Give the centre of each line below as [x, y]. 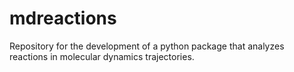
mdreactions [63, 18]
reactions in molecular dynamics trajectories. [102, 56]
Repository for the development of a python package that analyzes [147, 46]
